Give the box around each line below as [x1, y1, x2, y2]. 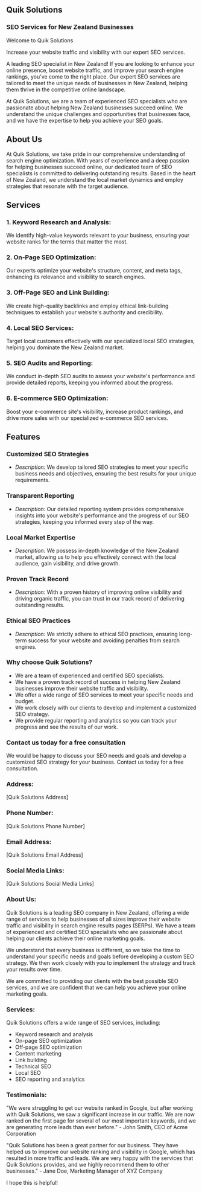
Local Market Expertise [6, 533, 76, 541]
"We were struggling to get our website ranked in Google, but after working [6, 1104, 193, 1112]
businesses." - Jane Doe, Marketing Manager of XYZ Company [6, 1167, 163, 1174]
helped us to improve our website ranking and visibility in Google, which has [6, 1148, 195, 1156]
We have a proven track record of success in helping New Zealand [14, 678, 181, 685]
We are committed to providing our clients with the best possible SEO [6, 977, 179, 984]
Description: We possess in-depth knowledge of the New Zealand [14, 547, 179, 554]
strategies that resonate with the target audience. [6, 182, 129, 190]
